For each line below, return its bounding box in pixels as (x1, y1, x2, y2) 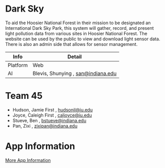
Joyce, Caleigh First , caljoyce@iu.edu (12, 112, 92, 118)
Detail (67, 53, 82, 60)
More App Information (5, 157, 51, 163)
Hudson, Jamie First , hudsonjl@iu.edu (12, 106, 93, 113)
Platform (8, 62, 28, 69)
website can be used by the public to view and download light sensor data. (5, 36, 160, 42)
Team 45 (5, 90, 43, 101)
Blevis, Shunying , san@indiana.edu (32, 70, 117, 77)
